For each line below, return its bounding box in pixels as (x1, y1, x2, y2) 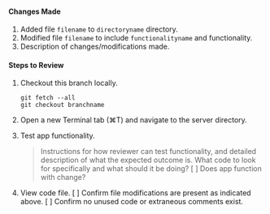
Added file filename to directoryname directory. (20, 24, 179, 34)
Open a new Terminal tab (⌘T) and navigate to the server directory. (20, 115, 248, 125)
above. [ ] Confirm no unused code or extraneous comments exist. (20, 197, 244, 207)
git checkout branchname (20, 101, 105, 109)
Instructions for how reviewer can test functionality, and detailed (40, 147, 257, 156)
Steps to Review (8, 60, 64, 70)
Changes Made (8, 6, 61, 16)
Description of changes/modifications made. (20, 41, 170, 52)
